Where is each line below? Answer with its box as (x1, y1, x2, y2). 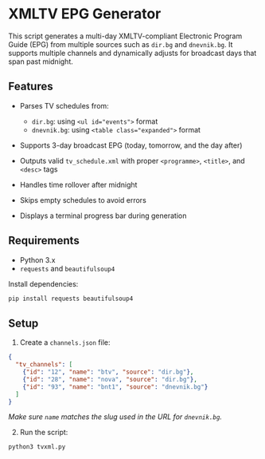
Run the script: (19, 428, 68, 437)
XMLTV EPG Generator (8, 5, 162, 23)
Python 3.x (19, 255, 56, 264)
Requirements (8, 234, 80, 247)
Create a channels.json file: (19, 338, 111, 347)
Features (8, 80, 53, 93)
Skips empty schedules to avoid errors (19, 195, 147, 204)
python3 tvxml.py (8, 443, 66, 451)
